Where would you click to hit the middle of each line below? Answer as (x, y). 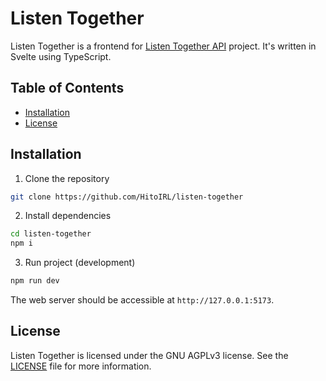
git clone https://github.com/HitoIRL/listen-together (127, 197)
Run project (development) (80, 263)
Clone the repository (67, 178)
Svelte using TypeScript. (61, 56)
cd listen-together (51, 234)
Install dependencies (68, 216)
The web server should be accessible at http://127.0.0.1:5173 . (142, 300)
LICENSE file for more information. (81, 366)
